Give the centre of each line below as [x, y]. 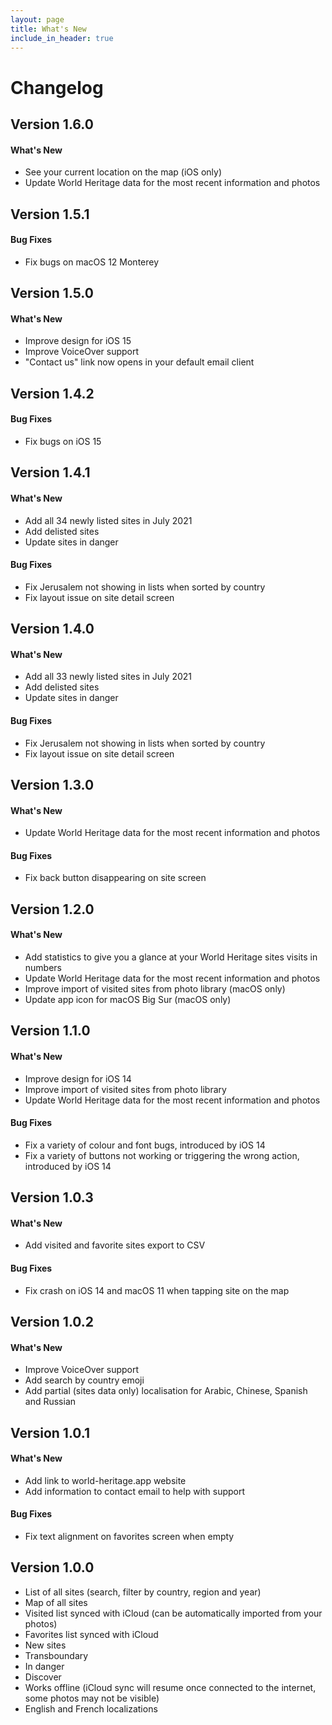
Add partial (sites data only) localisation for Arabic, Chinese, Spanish [166, 1391]
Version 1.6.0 [52, 124]
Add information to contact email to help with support [135, 1491]
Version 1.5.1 [50, 214]
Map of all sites [56, 1602]
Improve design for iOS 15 [78, 341]
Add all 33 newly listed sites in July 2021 [108, 677]
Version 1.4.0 [52, 629]
